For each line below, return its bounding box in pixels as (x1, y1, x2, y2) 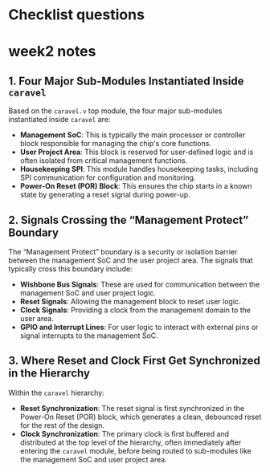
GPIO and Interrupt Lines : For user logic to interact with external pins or (19, 323, 259, 332)
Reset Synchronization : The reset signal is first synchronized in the (19, 403, 245, 413)
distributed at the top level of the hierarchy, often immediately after (19, 437, 242, 447)
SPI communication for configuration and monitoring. (19, 173, 196, 182)
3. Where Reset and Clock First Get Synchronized (8, 354, 261, 368)
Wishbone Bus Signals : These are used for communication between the (19, 279, 260, 289)
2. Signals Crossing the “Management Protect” (8, 213, 249, 226)
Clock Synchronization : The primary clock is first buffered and (19, 429, 230, 438)
